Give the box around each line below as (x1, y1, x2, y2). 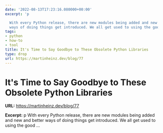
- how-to (5, 38, 23, 43)
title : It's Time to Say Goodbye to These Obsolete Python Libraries (5, 47, 149, 52)
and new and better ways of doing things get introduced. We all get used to (5, 118, 156, 123)
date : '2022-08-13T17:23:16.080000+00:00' (5, 7, 92, 12)
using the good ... (5, 122, 40, 128)
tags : (5, 29, 16, 34)
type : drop (5, 52, 27, 56)
